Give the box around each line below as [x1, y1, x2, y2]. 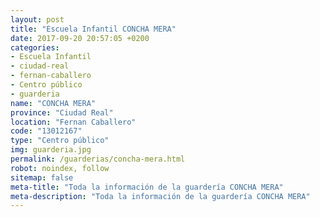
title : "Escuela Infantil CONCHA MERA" [10, 24, 177, 34]
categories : [10, 42, 60, 53]
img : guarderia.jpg [10, 145, 92, 155]
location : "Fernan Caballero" [10, 117, 137, 127]
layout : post [10, 14, 65, 25]
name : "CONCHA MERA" [10, 98, 97, 108]
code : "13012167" [10, 126, 83, 136]
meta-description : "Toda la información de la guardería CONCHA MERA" [10, 191, 311, 201]
